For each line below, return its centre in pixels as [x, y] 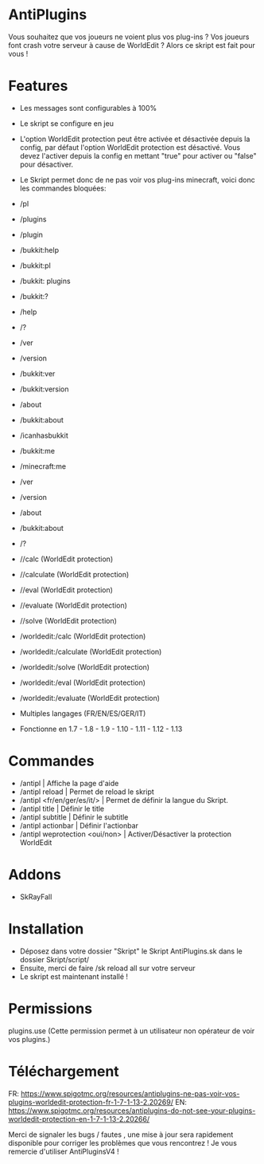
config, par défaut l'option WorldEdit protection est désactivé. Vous [130, 147]
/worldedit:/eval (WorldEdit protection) [82, 682]
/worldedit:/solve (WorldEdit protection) [84, 667]
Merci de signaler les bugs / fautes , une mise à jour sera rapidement [121, 1135]
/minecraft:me [43, 466]
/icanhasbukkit [44, 435]
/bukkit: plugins [45, 281]
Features [38, 86]
